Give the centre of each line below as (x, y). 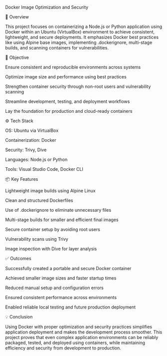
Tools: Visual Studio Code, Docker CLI (44, 169)
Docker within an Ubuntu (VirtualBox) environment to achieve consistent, (80, 32)
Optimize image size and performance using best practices (66, 77)
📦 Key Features (22, 179)
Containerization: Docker (31, 140)
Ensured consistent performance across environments (61, 297)
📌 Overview (17, 17)
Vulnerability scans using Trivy (37, 239)
